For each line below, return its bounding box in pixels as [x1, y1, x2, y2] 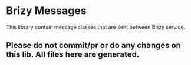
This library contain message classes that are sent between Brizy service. [6, 23, 186, 30]
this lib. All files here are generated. [6, 50, 140, 60]
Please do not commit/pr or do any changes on [6, 40, 182, 50]
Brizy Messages [6, 4, 87, 18]
